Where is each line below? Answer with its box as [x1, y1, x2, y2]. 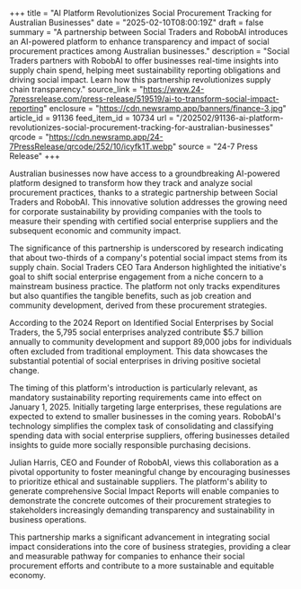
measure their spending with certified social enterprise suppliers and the [9, 215, 279, 226]
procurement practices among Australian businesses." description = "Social [9, 46, 290, 57]
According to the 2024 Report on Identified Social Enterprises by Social [9, 318, 274, 328]
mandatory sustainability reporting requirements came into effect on [9, 392, 262, 402]
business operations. [9, 514, 87, 524]
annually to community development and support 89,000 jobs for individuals [9, 337, 292, 347]
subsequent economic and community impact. [9, 225, 181, 236]
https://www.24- [143, 84, 205, 94]
